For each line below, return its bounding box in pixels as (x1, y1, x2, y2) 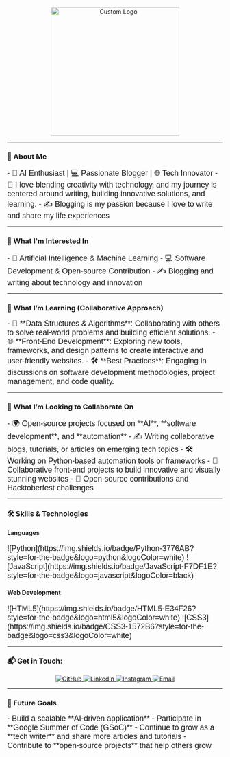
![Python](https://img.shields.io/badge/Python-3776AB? (7, 544, 194, 554)
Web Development (7, 588, 62, 596)
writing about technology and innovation (7, 278, 143, 287)
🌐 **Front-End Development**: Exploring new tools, (7, 337, 183, 346)
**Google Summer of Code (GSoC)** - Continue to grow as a (7, 723, 215, 732)
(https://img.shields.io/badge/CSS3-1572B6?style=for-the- (7, 622, 204, 631)
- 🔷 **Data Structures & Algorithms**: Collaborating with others (7, 319, 220, 328)
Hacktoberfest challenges (7, 484, 94, 493)
